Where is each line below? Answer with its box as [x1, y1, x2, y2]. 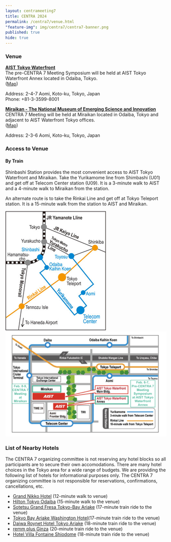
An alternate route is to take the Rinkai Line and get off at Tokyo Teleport [5, 195, 159, 202]
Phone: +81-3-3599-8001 [5, 96, 59, 102]
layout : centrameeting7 [5, 8, 56, 13]
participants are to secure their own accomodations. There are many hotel [5, 462, 162, 468]
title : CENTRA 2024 [5, 13, 47, 19]
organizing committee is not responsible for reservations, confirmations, [5, 478, 158, 484]
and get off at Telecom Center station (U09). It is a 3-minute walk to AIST [5, 180, 160, 186]
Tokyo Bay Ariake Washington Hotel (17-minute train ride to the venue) [12, 515, 160, 521]
